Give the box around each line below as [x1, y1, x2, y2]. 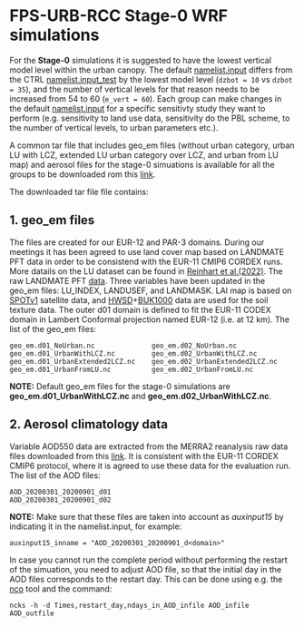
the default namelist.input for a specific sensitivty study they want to [9, 103, 266, 113]
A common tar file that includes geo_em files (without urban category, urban [9, 140, 295, 151]
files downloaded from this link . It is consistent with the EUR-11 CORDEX [9, 450, 279, 461]
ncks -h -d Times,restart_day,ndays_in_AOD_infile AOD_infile [9, 601, 250, 610]
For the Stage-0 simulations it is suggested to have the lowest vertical [9, 54, 272, 65]
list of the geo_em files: [9, 323, 97, 334]
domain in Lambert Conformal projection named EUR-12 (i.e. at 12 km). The [9, 314, 290, 325]
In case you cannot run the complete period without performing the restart [9, 554, 288, 565]
